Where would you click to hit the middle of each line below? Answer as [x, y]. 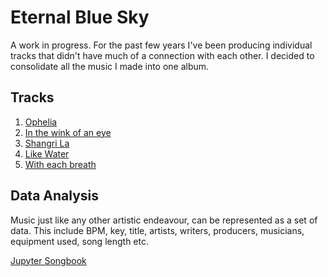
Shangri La [47, 143]
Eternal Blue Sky [80, 17]
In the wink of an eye [68, 132]
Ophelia [41, 122]
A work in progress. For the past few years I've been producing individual [161, 45]
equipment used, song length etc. [79, 241]
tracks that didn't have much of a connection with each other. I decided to [162, 55]
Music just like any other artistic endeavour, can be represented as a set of [164, 220]
